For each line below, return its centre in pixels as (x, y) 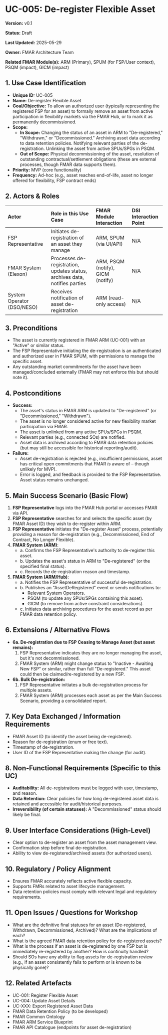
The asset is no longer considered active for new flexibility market (88, 421)
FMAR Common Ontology (39, 1016)
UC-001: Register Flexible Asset (45, 995)
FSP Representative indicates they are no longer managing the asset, (91, 652)
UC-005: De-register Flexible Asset (80, 9)
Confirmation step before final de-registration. (60, 848)
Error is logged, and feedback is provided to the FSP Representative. (90, 474)
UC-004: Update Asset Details (44, 1000)
